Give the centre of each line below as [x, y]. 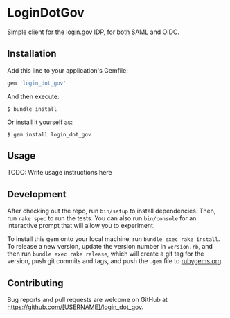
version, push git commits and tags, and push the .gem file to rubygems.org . [115, 261]
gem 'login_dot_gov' [37, 83]
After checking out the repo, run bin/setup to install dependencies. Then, [112, 211]
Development [37, 194]
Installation [32, 54]
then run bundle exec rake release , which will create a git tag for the [106, 254]
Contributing [35, 283]
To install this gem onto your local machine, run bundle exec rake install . [114, 239]
